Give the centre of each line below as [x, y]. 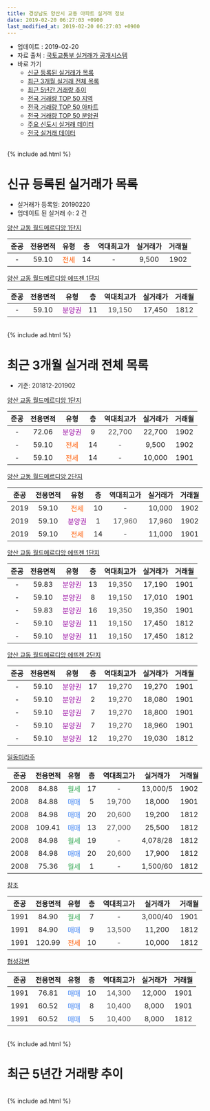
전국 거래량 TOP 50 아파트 [63, 107]
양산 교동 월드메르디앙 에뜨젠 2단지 [54, 655]
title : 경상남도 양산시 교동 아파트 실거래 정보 [66, 13]
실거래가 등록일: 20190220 [54, 205]
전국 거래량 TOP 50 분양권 [63, 116]
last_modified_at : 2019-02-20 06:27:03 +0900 [73, 26]
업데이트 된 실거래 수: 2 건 [52, 213]
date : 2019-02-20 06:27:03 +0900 [55, 20]
